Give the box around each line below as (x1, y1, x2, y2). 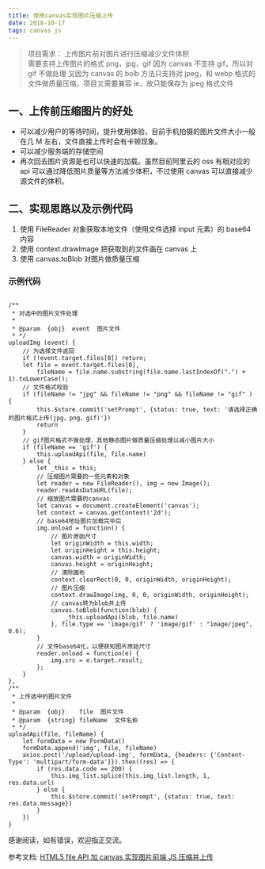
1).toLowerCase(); (8, 375, 69, 383)
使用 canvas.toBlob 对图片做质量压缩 (19, 255, 140, 263)
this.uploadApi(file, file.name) (36, 450, 147, 458)
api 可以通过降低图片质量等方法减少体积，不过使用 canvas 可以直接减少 (19, 167, 253, 176)
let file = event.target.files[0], (22, 362, 140, 369)
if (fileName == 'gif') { (22, 443, 108, 452)
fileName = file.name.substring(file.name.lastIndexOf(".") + (36, 368, 246, 377)
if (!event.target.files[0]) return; (22, 354, 147, 362)
